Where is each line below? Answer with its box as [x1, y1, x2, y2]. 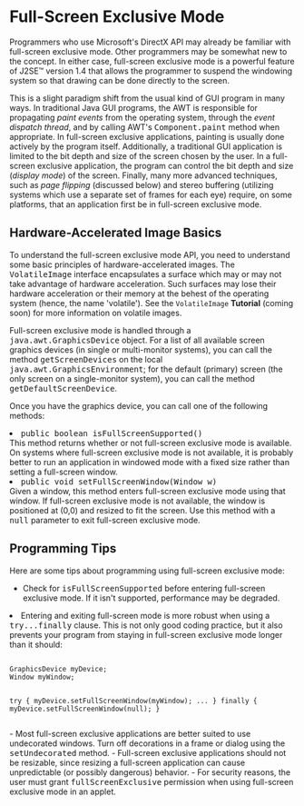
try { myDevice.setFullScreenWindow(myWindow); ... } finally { [9, 696, 258, 705]
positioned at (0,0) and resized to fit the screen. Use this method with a [9, 504, 276, 515]
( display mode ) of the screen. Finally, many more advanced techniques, [9, 170, 279, 181]
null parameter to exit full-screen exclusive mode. [9, 514, 201, 525]
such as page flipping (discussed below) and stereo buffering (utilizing [9, 179, 274, 190]
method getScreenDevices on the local [9, 353, 163, 364]
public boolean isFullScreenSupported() [21, 428, 203, 438]
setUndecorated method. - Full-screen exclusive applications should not [9, 747, 287, 758]
